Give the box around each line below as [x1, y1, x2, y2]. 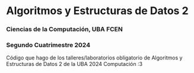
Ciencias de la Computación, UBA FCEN [6, 25, 123, 34]
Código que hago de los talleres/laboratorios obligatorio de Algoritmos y [6, 54, 183, 61]
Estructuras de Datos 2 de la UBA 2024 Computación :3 [6, 61, 143, 68]
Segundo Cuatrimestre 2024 [6, 41, 91, 49]
